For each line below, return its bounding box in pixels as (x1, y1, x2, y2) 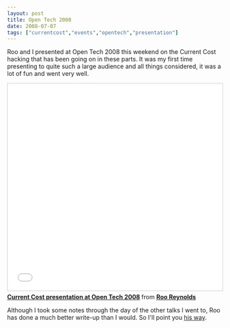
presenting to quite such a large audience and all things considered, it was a (7, 62, 222, 70)
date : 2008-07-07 (7, 23, 57, 29)
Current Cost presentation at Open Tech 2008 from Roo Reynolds (7, 293, 197, 301)
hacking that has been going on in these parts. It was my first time (7, 55, 193, 64)
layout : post (7, 10, 44, 17)
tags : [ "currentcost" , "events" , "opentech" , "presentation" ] (7, 29, 179, 36)
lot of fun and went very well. (7, 70, 89, 78)
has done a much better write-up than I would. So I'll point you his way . (7, 314, 207, 322)
